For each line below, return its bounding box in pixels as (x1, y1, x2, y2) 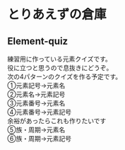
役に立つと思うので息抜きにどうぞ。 (7, 64, 113, 71)
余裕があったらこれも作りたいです (7, 117, 107, 125)
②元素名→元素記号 (7, 90, 66, 98)
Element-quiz (7, 35, 69, 47)
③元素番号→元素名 (7, 99, 66, 107)
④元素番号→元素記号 (7, 108, 72, 116)
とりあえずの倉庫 (7, 6, 107, 23)
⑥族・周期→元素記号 (7, 134, 72, 142)
